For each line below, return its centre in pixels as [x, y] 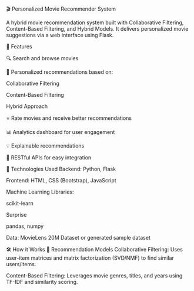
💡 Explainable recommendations [45, 146]
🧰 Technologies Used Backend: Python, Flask [61, 169]
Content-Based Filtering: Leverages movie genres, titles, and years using [94, 276]
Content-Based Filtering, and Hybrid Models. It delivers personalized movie [97, 29]
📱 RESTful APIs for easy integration [49, 158]
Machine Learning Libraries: [40, 192]
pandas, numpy [25, 226]
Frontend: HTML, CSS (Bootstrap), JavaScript [61, 180]
